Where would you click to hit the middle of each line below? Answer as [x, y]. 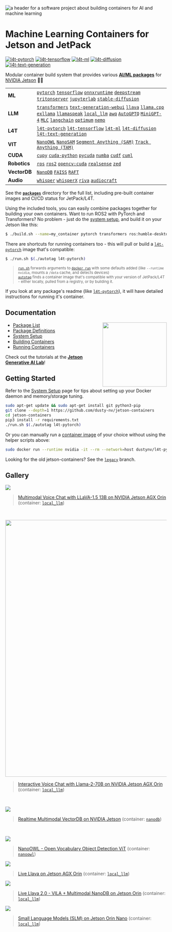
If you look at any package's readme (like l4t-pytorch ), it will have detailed [84, 291]
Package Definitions [34, 330]
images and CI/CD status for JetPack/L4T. [50, 198]
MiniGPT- [151, 114]
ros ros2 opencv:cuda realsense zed [79, 164]
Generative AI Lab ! [25, 362]
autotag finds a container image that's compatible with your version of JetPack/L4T [91, 277]
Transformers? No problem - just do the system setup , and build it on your [84, 219]
